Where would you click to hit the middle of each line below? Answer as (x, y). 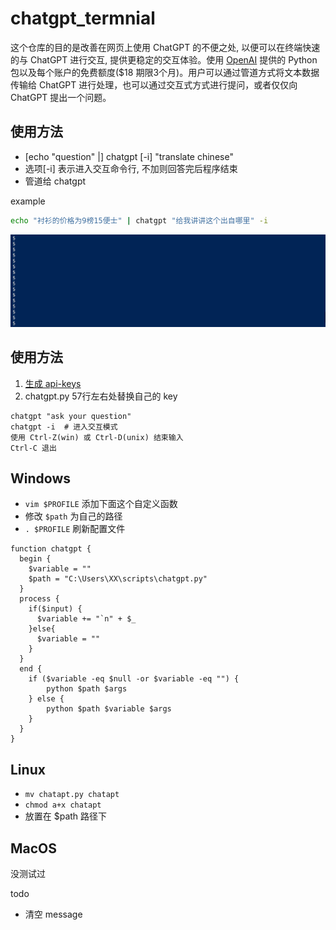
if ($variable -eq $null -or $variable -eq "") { (134, 679)
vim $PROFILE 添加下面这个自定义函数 (101, 504)
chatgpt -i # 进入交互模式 (64, 427)
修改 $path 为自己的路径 (73, 516)
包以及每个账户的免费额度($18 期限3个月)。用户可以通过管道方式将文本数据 (165, 72)
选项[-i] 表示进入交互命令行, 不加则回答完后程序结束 (131, 168)
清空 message (53, 914)
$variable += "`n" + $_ (86, 619)
